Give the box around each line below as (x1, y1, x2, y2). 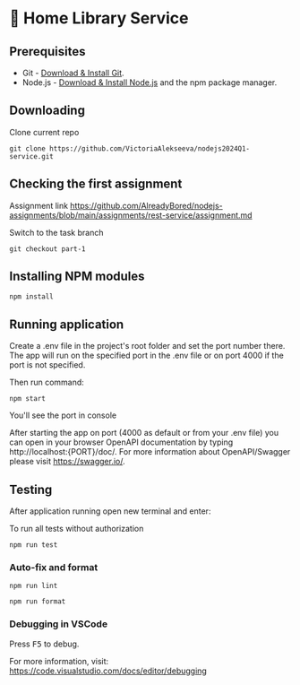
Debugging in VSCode (9, 618, 108, 630)
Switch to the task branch (9, 227, 104, 238)
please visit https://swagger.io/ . (9, 456, 125, 467)
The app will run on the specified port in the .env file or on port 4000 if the (9, 350, 284, 361)
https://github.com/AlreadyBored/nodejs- (70, 200, 223, 211)
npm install (9, 292, 54, 301)
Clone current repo (9, 126, 80, 137)
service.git (9, 152, 54, 160)
